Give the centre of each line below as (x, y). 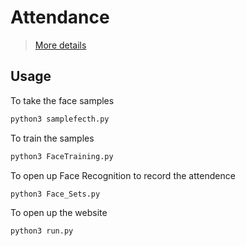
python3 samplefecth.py (60, 119)
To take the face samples (62, 100)
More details (60, 45)
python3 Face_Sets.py (55, 194)
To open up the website (59, 213)
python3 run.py (42, 231)
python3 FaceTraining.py (62, 156)
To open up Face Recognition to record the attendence (123, 175)
